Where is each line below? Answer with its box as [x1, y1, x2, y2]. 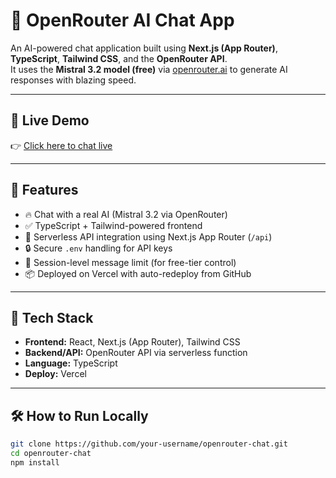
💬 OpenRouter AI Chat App [10, 9, 235, 32]
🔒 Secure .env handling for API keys [24, 242, 173, 254]
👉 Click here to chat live [10, 139, 113, 151]
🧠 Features [10, 182, 79, 199]
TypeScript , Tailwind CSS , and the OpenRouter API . [10, 52, 228, 64]
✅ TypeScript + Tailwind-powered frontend [24, 219, 203, 231]
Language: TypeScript [24, 357, 118, 369]
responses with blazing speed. [10, 74, 137, 86]
